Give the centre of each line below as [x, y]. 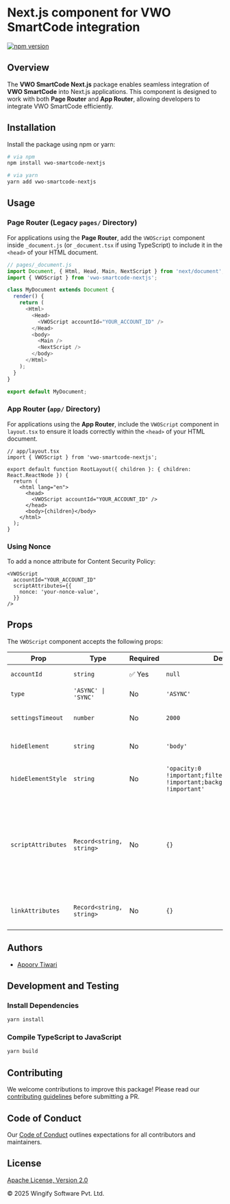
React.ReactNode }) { [38, 475]
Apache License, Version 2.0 [48, 1180]
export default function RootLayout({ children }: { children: [99, 469]
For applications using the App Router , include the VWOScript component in [113, 424]
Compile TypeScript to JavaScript [64, 1037]
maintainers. [25, 1142]
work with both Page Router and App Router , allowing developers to [104, 99]
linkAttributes [35, 911]
